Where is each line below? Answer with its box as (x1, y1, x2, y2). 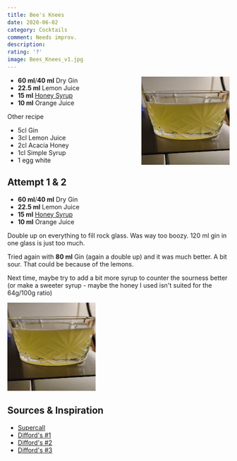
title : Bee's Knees (7, 11, 65, 18)
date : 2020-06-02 (7, 18, 59, 26)
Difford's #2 (17, 438, 53, 447)
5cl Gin (17, 125, 39, 134)
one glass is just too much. (7, 238, 85, 247)
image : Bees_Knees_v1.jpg (7, 56, 83, 63)
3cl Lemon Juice (17, 133, 66, 142)
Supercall (17, 423, 46, 431)
